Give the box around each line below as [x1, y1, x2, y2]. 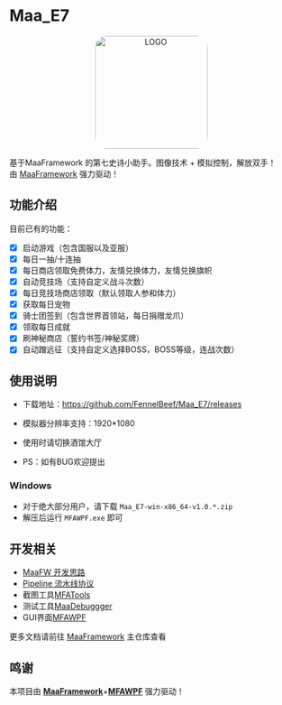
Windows [9, 479, 52, 492]
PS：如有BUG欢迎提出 [22, 457, 105, 468]
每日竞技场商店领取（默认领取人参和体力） [22, 288, 181, 298]
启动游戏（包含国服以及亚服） [22, 242, 133, 253]
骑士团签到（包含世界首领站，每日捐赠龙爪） [22, 311, 189, 321]
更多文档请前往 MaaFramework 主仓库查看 [9, 631, 167, 642]
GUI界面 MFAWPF [22, 612, 86, 623]
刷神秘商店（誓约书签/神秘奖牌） [22, 333, 144, 344]
